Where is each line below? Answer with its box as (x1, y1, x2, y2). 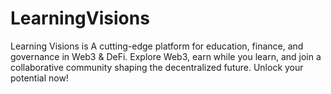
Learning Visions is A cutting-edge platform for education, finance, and (10, 40, 304, 52)
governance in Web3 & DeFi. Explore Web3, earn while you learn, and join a (10, 50, 322, 62)
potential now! (10, 72, 69, 84)
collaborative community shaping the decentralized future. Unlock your (10, 61, 304, 73)
